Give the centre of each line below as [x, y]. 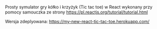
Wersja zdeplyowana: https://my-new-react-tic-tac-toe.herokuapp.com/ [77, 22]
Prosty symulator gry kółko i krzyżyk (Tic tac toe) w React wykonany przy [79, 7]
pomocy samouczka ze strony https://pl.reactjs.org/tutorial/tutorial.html [77, 12]
